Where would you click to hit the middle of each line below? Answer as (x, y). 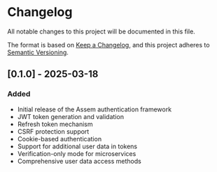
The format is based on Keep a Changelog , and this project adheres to (108, 45)
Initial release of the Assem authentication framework (94, 109)
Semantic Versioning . (38, 52)
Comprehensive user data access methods (79, 161)
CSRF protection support (53, 131)
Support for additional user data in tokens (77, 146)
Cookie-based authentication (59, 139)
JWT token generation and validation (71, 116)
